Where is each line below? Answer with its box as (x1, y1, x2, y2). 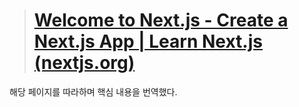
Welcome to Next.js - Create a (33, 9, 289, 32)
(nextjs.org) (33, 52, 136, 74)
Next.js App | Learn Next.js (33, 30, 263, 53)
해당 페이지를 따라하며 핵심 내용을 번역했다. (9, 85, 178, 98)
